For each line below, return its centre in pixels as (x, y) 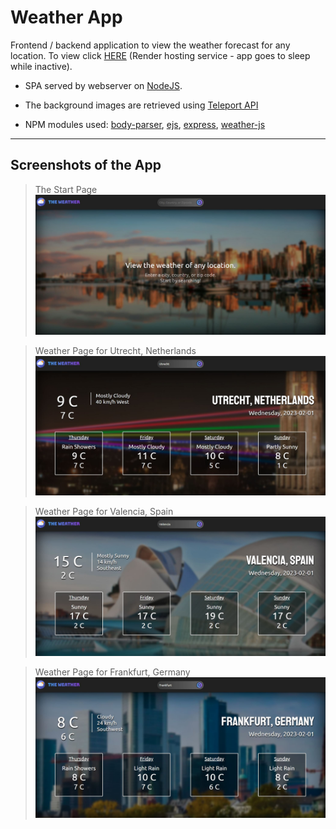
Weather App (66, 17)
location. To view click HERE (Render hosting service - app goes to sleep (160, 55)
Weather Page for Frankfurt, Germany (112, 672)
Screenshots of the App (86, 165)
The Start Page (66, 189)
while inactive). (41, 66)
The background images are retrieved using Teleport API (141, 105)
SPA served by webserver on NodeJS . (103, 85)
